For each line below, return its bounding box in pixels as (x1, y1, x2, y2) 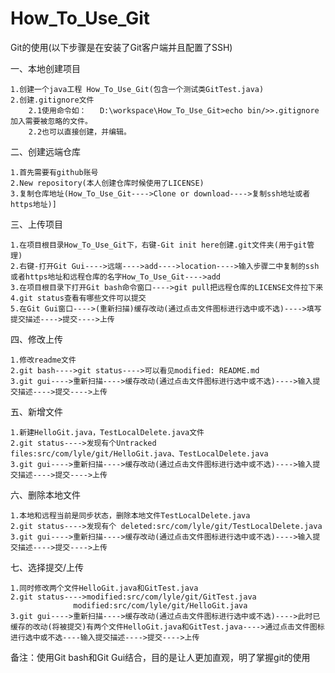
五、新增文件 (10, 405, 63, 417)
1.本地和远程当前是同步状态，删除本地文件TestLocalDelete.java (10, 510, 251, 521)
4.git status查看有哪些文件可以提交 (10, 293, 147, 303)
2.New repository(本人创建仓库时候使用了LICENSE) (10, 178, 205, 188)
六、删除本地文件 (10, 488, 81, 501)
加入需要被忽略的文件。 (10, 116, 93, 126)
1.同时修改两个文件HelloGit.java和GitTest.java (10, 583, 199, 593)
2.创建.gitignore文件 (10, 95, 95, 105)
